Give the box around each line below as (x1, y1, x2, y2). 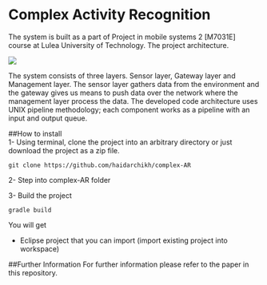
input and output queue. (8, 113, 88, 123)
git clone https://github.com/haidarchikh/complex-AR (8, 161, 192, 169)
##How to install (8, 129, 62, 138)
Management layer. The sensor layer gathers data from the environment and (8, 79, 260, 89)
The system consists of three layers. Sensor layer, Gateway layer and (8, 70, 236, 81)
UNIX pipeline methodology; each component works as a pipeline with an (8, 105, 250, 114)
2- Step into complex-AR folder (8, 175, 111, 184)
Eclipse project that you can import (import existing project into (19, 236, 228, 245)
